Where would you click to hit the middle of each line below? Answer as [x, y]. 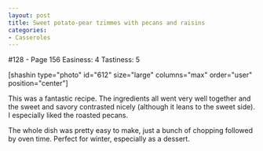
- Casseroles [29, 37]
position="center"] [38, 83]
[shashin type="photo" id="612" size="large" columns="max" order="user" [130, 75]
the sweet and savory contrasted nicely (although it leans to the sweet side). [131, 107]
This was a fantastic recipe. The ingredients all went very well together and [130, 98]
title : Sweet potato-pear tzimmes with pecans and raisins [107, 23]
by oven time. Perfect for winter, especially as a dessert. [99, 139]
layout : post [29, 15]
